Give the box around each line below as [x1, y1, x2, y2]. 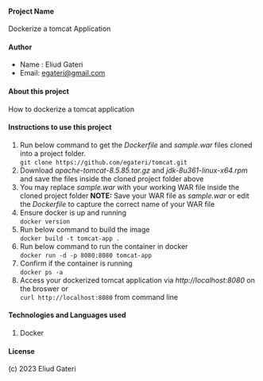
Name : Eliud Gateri [19, 60, 83, 69]
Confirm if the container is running [19, 259, 133, 268]
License [8, 346, 36, 356]
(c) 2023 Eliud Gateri [8, 364, 77, 374]
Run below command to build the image [19, 224, 150, 234]
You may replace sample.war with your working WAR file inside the [19, 182, 240, 192]
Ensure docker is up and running [19, 208, 127, 217]
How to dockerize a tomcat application [8, 104, 135, 114]
